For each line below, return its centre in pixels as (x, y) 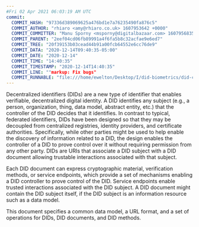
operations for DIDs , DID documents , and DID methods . (73, 218)
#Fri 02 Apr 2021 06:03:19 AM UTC (49, 12)
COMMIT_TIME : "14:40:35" (42, 61)
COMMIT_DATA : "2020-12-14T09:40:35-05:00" (65, 50)
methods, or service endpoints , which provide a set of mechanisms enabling (99, 175)
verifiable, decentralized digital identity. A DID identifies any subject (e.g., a (98, 100)
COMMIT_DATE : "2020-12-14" (45, 56)
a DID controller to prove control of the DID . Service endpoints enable (91, 181)
